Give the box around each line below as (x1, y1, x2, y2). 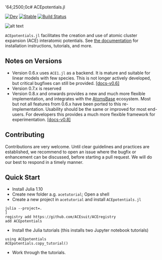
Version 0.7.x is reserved (12, 85, 62, 91)
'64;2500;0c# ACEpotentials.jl (5, 4, 65, 10)
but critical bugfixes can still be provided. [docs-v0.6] (12, 80, 120, 86)
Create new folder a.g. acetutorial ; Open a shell (12, 191, 110, 197)
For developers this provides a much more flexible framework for (26, 111, 156, 117)
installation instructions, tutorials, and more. (5, 43, 93, 48)
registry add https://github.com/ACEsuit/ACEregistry (5, 215, 116, 220)
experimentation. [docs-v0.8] (12, 117, 71, 122)
